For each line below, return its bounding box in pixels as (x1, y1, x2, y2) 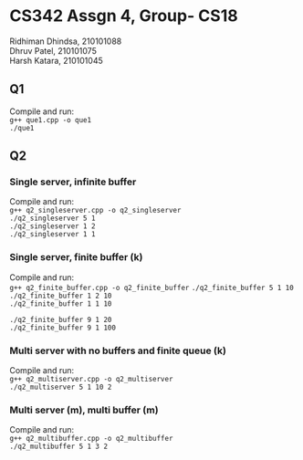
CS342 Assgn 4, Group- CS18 (9, 5, 239, 26)
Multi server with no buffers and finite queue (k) (9, 344, 226, 357)
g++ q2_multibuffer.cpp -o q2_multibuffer (9, 434, 173, 444)
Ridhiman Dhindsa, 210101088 (9, 36, 122, 47)
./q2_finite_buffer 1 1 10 (9, 298, 112, 308)
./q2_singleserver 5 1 (9, 214, 96, 224)
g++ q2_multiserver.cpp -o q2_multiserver (9, 375, 173, 384)
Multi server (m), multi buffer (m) (9, 403, 159, 416)
